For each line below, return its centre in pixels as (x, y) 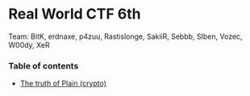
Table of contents (44, 65)
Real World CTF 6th (75, 14)
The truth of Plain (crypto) (63, 83)
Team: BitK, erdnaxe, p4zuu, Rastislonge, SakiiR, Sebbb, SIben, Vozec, (126, 36)
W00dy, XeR (29, 44)
